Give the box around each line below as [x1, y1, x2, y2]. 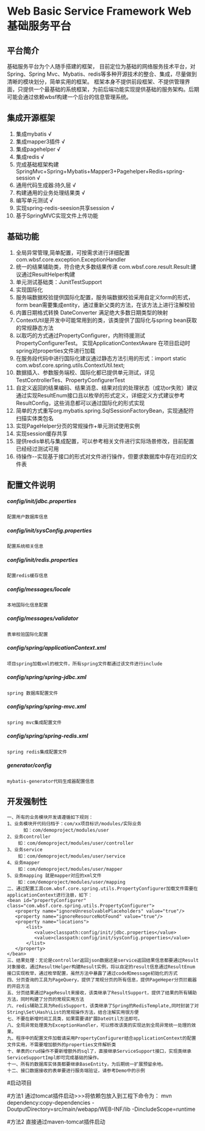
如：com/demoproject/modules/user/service [18, 853, 126, 859]
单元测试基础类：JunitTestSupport [15, 278, 103, 285]
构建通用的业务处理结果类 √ [15, 189, 85, 196]
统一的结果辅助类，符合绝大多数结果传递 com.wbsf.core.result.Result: [15, 263, 191, 270]
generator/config [7, 762, 52, 769]
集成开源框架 [7, 113, 56, 123]
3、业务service [7, 846, 43, 853]
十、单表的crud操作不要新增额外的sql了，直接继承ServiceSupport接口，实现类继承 [7, 1048, 192, 1054]
